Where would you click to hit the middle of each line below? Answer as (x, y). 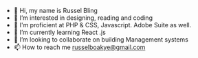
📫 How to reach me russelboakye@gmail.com (79, 47)
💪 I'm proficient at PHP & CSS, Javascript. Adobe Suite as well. (102, 25)
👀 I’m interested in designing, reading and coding (83, 18)
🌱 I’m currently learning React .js (60, 32)
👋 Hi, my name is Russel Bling (56, 11)
